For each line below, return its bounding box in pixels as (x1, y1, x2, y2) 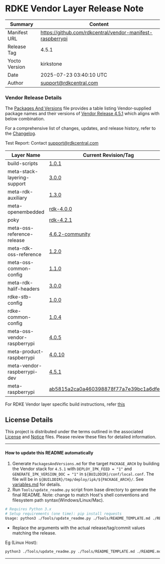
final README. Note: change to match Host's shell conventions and (12, 492, 149, 498)
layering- (7, 174, 29, 181)
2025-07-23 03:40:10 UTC (40, 71, 108, 78)
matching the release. (12, 530, 56, 536)
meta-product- (7, 348, 44, 355)
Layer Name (11, 152, 41, 159)
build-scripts (7, 160, 38, 167)
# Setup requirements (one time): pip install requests (5, 511, 122, 516)
